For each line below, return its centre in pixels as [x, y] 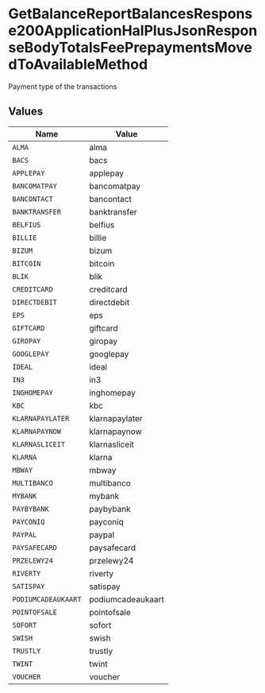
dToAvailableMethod [78, 65]
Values [26, 112]
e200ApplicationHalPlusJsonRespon [133, 31]
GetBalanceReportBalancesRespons [131, 14]
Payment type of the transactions [63, 86]
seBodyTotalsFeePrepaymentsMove [130, 48]
